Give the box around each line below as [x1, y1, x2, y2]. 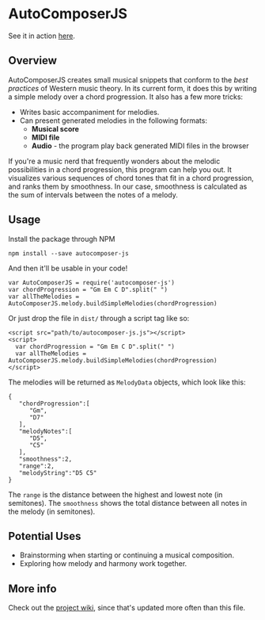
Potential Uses [8, 529, 81, 543]
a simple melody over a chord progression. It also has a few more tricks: [8, 92, 244, 101]
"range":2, [18, 461, 55, 470]
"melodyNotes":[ [18, 427, 73, 435]
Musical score [31, 124, 79, 133]
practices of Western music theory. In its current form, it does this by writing [8, 83, 257, 93]
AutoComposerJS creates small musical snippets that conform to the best [8, 75, 248, 84]
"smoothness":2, [18, 455, 73, 463]
